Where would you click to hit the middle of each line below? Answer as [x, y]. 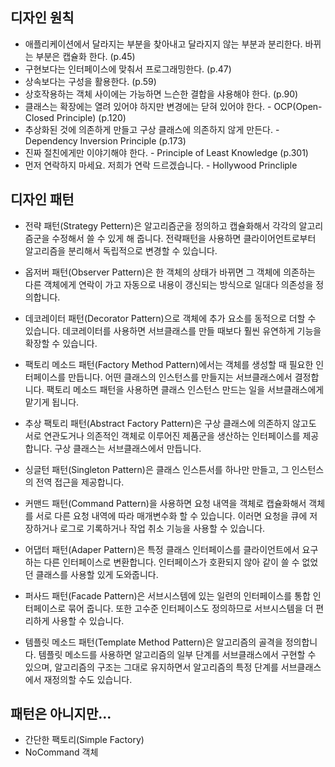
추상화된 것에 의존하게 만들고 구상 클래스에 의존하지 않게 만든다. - [152, 129]
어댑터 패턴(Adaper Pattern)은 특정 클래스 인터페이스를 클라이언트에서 [162, 549]
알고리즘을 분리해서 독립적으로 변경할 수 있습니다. [121, 250]
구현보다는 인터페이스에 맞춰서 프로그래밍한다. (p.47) [128, 69]
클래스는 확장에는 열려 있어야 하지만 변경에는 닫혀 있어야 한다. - [148, 106]
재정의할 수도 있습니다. [88, 679]
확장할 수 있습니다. [61, 343]
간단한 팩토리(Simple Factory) [84, 740]
